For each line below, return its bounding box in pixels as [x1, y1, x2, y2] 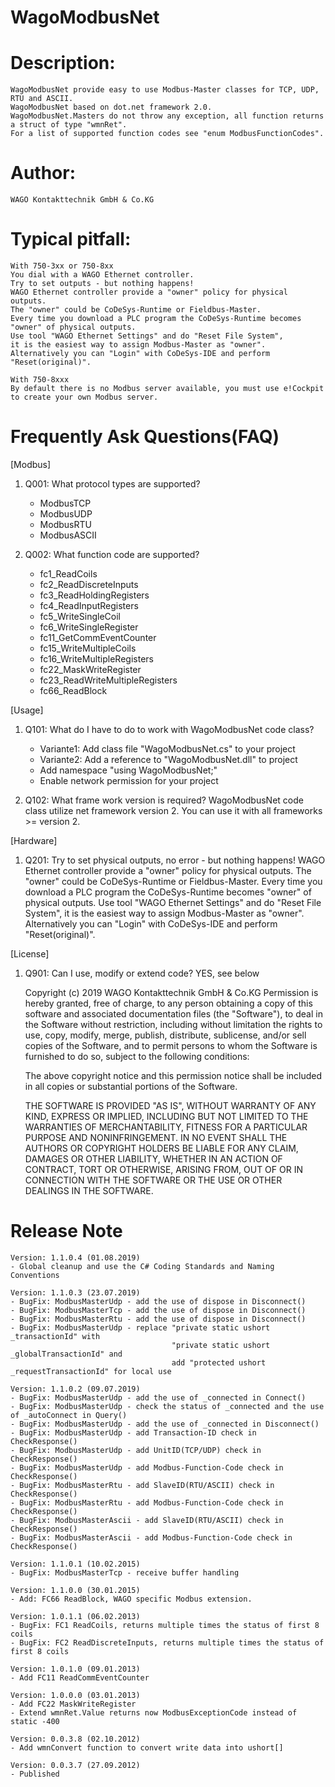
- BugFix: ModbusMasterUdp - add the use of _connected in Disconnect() [10, 1419, 320, 1429]
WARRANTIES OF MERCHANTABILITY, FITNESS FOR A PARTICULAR [24, 1121, 308, 1133]
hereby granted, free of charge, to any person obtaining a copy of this [24, 997, 313, 1009]
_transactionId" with [10, 1331, 101, 1341]
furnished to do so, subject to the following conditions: [24, 1050, 250, 1062]
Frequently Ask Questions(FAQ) [10, 426, 280, 448]
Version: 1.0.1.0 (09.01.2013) [10, 1664, 141, 1674]
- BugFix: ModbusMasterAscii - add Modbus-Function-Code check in [10, 1532, 293, 1543]
